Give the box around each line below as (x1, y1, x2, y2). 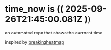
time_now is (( (5, 3, 64, 15)
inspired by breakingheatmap (5, 39, 65, 45)
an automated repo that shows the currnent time (5, 30, 103, 35)
